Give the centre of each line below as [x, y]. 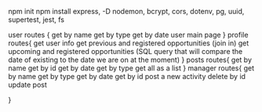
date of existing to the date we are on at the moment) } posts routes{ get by [130, 60]
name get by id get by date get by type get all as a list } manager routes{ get [131, 68]
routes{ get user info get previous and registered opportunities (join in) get [129, 43]
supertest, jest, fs [36, 20]
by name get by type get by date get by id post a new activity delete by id [127, 76]
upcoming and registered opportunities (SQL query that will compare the [126, 51]
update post [27, 85]
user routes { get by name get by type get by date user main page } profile [128, 35]
